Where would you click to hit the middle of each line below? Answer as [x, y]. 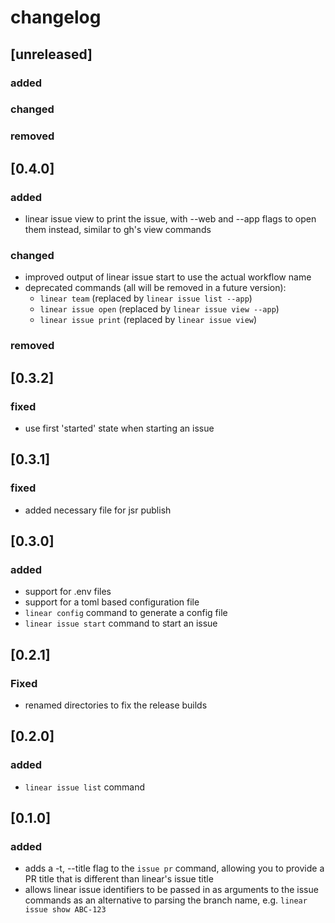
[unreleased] [51, 54]
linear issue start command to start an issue [121, 623]
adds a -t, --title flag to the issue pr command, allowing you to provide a [174, 868]
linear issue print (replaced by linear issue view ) [148, 320]
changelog [56, 17]
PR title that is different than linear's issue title [119, 879]
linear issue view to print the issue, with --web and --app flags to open [170, 219]
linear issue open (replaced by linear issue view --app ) [159, 309]
